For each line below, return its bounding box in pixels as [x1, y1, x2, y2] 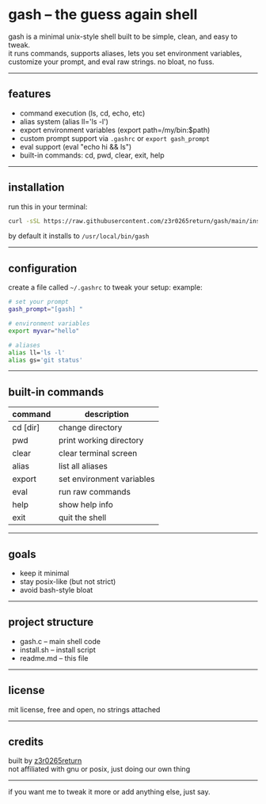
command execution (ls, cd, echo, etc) [19, 108, 146, 118]
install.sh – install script [19, 645, 97, 654]
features [8, 87, 51, 100]
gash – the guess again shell [8, 6, 198, 24]
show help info [58, 499, 113, 510]
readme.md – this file [19, 653, 89, 662]
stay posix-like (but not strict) [19, 577, 116, 586]
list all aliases [58, 461, 108, 472]
